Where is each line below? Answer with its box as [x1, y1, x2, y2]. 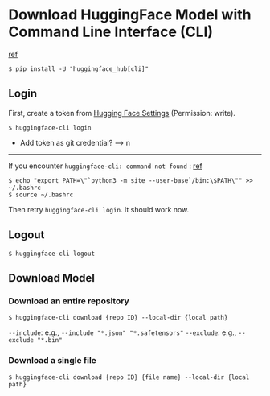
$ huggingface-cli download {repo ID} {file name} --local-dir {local [8, 373, 250, 382]
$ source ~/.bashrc [8, 191, 74, 199]
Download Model [8, 271, 95, 285]
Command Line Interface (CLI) [8, 23, 214, 41]
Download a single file [8, 355, 96, 366]
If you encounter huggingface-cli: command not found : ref [8, 161, 202, 171]
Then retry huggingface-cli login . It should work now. [8, 204, 190, 214]
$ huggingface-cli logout [8, 250, 95, 258]
